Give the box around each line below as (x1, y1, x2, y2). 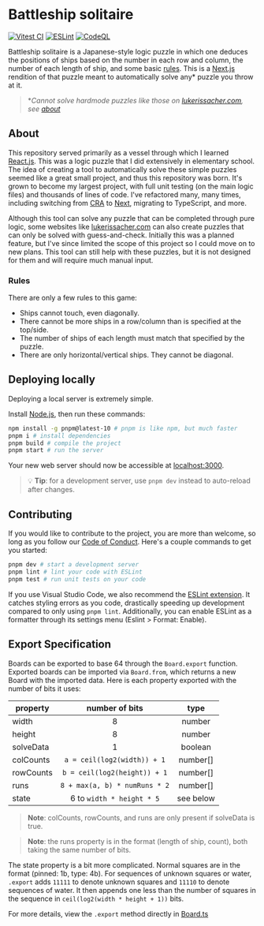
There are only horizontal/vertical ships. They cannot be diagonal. (19, 350, 234, 360)
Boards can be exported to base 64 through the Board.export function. (8, 659, 238, 668)
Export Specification (8, 637, 112, 652)
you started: (8, 546, 47, 555)
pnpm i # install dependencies (8, 431, 111, 439)
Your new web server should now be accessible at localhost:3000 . (8, 461, 225, 470)
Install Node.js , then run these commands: (8, 409, 146, 419)
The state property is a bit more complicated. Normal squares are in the (8, 860, 240, 869)
